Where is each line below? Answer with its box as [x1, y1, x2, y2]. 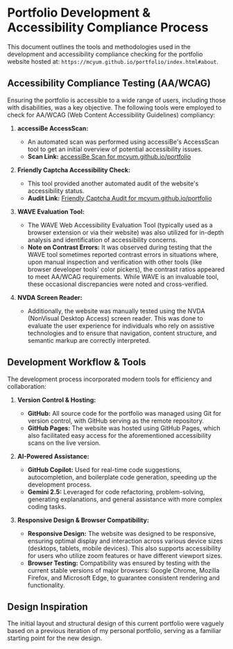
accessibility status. [27, 186, 85, 195]
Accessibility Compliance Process [7, 19, 209, 35]
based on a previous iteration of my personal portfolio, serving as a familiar [7, 627, 222, 635]
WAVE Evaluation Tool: [17, 207, 85, 216]
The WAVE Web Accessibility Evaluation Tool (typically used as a [27, 221, 213, 229]
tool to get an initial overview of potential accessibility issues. [27, 144, 203, 153]
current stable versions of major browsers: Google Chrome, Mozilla [27, 566, 220, 574]
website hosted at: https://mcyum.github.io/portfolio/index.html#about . [7, 57, 218, 65]
